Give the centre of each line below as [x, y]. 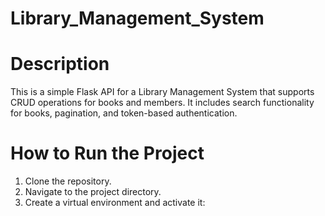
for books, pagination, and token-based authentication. [124, 113]
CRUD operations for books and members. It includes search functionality [162, 103]
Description [60, 64]
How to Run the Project [107, 153]
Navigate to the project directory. [93, 192]
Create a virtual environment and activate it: [115, 203]
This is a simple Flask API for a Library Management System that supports [162, 92]
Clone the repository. [68, 181]
